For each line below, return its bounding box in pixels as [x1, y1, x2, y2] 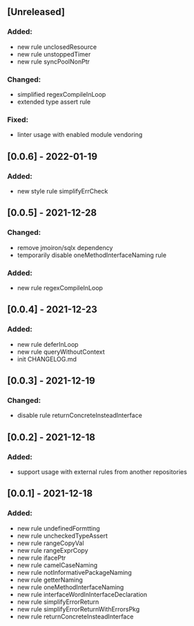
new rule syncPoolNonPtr [17, 57, 90, 66]
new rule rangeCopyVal [17, 539, 84, 547]
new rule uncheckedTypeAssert [17, 531, 108, 540]
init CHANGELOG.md [17, 354, 77, 363]
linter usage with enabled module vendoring [17, 131, 143, 139]
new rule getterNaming [17, 576, 83, 584]
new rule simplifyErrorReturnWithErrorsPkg [17, 605, 140, 613]
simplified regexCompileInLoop [17, 90, 106, 98]
